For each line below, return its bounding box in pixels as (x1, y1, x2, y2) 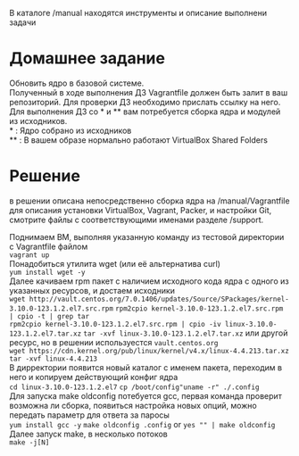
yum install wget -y (9, 268, 87, 277)
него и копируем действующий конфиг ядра (9, 371, 179, 382)
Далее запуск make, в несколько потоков (9, 428, 168, 439)
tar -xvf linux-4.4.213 (9, 354, 98, 363)
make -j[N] (9, 437, 50, 447)
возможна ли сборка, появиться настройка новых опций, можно (9, 400, 257, 410)
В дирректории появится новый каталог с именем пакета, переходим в (9, 361, 283, 373)
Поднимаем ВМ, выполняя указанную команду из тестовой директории (9, 231, 285, 242)
